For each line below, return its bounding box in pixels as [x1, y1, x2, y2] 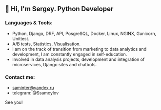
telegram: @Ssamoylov [12, 90, 59, 95]
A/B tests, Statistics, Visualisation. [12, 41, 81, 47]
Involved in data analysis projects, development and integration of [12, 56, 145, 62]
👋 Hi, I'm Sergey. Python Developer [5, 5, 114, 13]
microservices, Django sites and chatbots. [12, 61, 97, 67]
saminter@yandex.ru [12, 85, 54, 91]
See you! [5, 99, 23, 105]
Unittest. [12, 36, 30, 41]
